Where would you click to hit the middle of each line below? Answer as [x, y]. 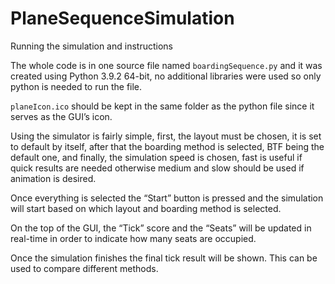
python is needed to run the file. [76, 86]
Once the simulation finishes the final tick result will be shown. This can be [164, 258]
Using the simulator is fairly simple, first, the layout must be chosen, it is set [166, 136]
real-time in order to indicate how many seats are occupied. [133, 238]
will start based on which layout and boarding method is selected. [146, 208]
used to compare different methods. [84, 268]
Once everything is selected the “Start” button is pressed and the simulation [167, 198]
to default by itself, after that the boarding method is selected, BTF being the [167, 146]
